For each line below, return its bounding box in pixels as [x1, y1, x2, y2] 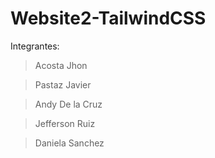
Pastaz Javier [34, 78, 92, 91]
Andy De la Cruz [34, 98, 103, 110]
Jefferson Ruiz [34, 117, 96, 129]
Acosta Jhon [34, 59, 88, 71]
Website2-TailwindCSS [10, 7, 207, 30]
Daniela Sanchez [34, 137, 105, 149]
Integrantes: [10, 40, 60, 52]
